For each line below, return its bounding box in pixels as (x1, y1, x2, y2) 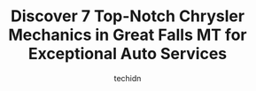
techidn (113, 72, 142, 83)
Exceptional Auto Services (27, 44, 228, 64)
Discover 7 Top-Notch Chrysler (10, 6, 245, 27)
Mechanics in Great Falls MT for (8, 25, 247, 45)
